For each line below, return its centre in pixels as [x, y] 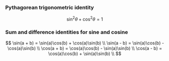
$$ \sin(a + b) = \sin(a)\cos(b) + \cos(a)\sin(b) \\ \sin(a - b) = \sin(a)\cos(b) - [85, 43]
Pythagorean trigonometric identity [50, 7]
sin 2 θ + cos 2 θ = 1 [85, 19]
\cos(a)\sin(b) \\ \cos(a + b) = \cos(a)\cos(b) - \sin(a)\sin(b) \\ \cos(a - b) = [85, 48]
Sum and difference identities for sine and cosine [67, 32]
